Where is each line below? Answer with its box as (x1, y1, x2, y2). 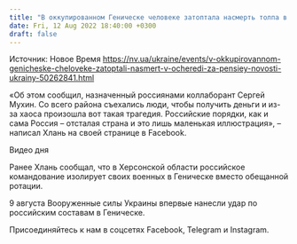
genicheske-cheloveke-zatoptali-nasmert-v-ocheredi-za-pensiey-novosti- (9, 63, 282, 74)
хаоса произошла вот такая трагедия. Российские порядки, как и (19, 108, 269, 120)
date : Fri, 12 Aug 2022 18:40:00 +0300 (9, 21, 157, 30)
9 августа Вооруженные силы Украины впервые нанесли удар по (9, 198, 258, 209)
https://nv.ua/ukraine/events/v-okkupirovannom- (102, 54, 281, 65)
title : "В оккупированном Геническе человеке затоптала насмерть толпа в (9, 12, 288, 22)
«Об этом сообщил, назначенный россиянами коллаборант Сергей (9, 90, 265, 100)
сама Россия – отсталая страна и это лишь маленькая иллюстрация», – (9, 118, 282, 129)
